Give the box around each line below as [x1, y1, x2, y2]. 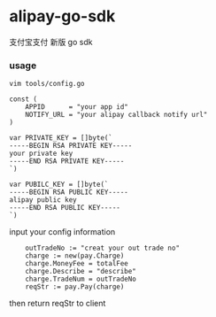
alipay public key [9, 196, 77, 205]
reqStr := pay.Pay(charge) [25, 282, 125, 291]
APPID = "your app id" [25, 103, 128, 112]
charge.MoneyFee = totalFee [25, 259, 128, 268]
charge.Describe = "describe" [25, 267, 137, 276]
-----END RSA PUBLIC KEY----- [9, 204, 121, 213]
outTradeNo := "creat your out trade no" [25, 244, 180, 253]
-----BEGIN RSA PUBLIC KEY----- [9, 188, 128, 197]
